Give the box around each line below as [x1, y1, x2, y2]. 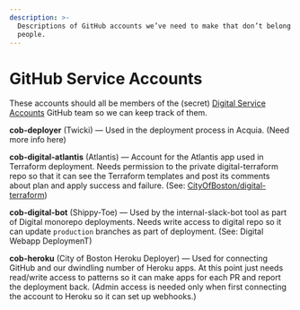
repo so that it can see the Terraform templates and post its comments [9, 171, 270, 182]
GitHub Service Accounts [9, 68, 203, 89]
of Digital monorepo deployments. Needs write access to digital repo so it [9, 217, 282, 228]
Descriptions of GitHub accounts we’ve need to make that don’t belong [17, 22, 292, 30]
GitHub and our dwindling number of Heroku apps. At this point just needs [9, 263, 284, 273]
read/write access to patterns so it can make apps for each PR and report [9, 272, 281, 283]
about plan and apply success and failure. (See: [9, 180, 186, 191]
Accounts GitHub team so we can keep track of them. [9, 108, 208, 118]
